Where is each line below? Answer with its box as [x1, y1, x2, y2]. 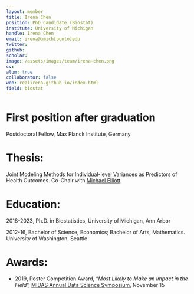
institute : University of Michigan [6, 25, 94, 31]
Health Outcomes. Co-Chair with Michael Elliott [6, 177, 121, 184]
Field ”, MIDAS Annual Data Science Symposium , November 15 [14, 281, 165, 288]
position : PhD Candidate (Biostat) [6, 19, 94, 25]
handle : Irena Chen [6, 31, 54, 37]
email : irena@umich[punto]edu [6, 36, 81, 42]
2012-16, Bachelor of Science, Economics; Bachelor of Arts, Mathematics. [6, 228, 186, 236]
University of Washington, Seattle [6, 234, 87, 242]
